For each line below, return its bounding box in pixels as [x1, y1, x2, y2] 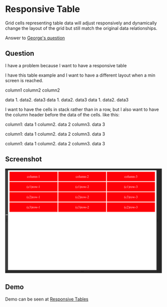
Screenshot [5, 155, 42, 164]
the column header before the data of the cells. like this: [5, 111, 120, 117]
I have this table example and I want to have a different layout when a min [5, 72, 156, 78]
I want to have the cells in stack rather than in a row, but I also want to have [5, 106, 159, 112]
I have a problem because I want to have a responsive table [5, 62, 127, 68]
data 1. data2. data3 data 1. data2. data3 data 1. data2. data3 [5, 97, 129, 102]
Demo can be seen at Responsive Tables [5, 296, 88, 302]
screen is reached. [5, 77, 43, 83]
